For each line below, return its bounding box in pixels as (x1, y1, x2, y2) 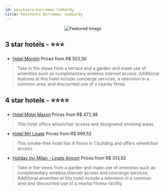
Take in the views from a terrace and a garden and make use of (17, 65, 147, 72)
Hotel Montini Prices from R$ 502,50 (12, 56, 87, 62)
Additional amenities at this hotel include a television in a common (17, 175, 152, 181)
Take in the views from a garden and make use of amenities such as (17, 165, 156, 171)
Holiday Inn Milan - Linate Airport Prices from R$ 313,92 (12, 155, 126, 161)
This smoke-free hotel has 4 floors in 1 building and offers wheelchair (17, 140, 159, 146)
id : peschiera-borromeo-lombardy (5, 7, 74, 12)
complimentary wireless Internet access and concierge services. (17, 170, 149, 176)
